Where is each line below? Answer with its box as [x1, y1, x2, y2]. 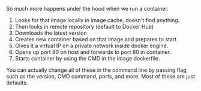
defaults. [6, 79, 28, 86]
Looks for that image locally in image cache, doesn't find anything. [14, 17, 180, 23]
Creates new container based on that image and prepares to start [14, 36, 177, 43]
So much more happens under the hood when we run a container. [6, 5, 169, 12]
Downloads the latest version [14, 29, 87, 37]
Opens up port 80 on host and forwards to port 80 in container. [14, 48, 171, 56]
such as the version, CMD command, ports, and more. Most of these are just [6, 73, 196, 80]
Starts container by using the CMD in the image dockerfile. [14, 55, 160, 62]
